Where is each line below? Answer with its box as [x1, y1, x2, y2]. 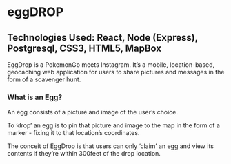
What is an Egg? [7, 92, 63, 102]
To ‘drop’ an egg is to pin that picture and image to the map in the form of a [7, 121, 221, 130]
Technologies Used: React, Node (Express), [7, 32, 198, 43]
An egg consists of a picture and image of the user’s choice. [7, 108, 178, 116]
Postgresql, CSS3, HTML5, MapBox [7, 42, 162, 54]
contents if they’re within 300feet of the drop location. [7, 150, 161, 158]
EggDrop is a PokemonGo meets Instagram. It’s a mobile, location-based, [7, 61, 215, 69]
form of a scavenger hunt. [7, 75, 81, 83]
